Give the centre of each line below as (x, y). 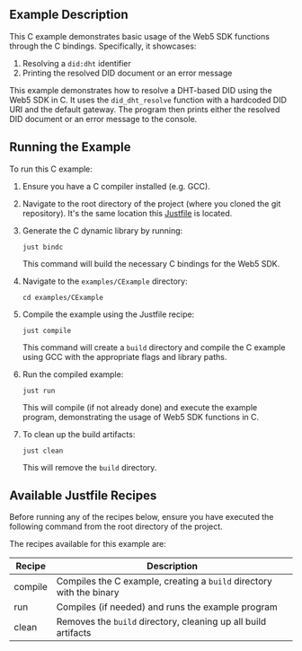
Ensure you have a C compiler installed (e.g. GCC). (116, 186)
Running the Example (71, 147)
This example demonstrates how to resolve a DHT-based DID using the (141, 90)
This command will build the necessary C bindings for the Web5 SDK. (151, 263)
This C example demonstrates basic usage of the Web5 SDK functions (139, 36)
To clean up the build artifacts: (79, 434)
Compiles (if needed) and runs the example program (167, 607)
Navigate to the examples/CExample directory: (105, 281)
